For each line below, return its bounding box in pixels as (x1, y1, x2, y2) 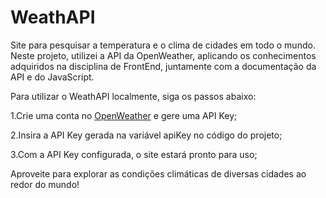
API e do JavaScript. (10, 71, 95, 83)
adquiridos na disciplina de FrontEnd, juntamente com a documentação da (10, 60, 317, 72)
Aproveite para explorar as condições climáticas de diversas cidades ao (10, 167, 307, 180)
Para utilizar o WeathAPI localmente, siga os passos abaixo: (10, 90, 257, 102)
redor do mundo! (10, 178, 80, 190)
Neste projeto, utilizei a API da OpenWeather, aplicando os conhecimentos (10, 49, 317, 61)
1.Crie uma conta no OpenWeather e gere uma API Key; (10, 109, 238, 121)
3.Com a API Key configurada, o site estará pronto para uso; (10, 148, 258, 160)
